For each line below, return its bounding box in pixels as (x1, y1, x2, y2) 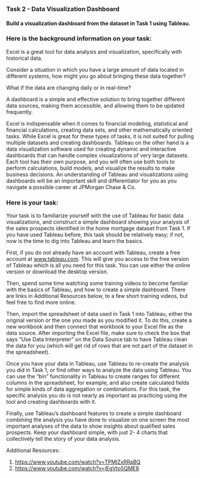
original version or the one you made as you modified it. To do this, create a (6, 316, 192, 324)
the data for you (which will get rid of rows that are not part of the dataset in (6, 342, 193, 349)
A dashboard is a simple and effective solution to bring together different (6, 95, 185, 103)
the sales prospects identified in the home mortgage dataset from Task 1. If (6, 225, 191, 232)
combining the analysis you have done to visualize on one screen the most (6, 416, 190, 424)
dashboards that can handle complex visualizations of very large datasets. (6, 151, 189, 159)
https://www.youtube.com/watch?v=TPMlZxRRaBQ (14, 458, 141, 465)
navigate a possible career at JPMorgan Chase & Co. (6, 183, 136, 190)
